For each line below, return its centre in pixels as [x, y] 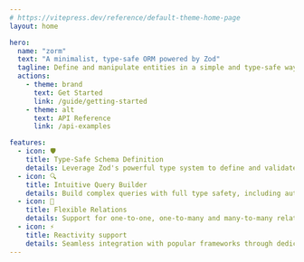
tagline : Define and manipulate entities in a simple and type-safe [149, 68]
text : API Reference [72, 118]
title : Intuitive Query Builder [86, 185]
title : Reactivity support [76, 235]
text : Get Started [68, 93]
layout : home [34, 26]
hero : [19, 42]
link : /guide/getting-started [90, 101]
